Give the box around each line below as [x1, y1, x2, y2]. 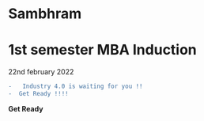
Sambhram [8, 5, 82, 23]
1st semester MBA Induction [8, 41, 198, 59]
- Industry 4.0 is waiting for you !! [8, 82, 144, 91]
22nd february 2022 [8, 67, 74, 77]
